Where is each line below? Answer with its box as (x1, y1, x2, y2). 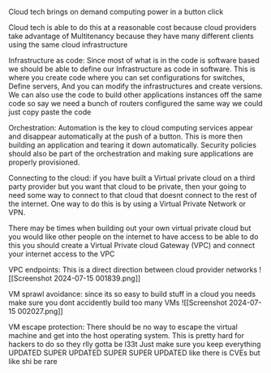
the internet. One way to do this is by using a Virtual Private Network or (8, 199, 246, 208)
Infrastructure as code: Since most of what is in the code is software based (8, 56, 260, 65)
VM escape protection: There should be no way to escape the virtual (8, 322, 238, 332)
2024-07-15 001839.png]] (54, 273, 141, 283)
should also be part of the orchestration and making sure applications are (8, 149, 254, 158)
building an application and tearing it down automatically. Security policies (8, 140, 257, 149)
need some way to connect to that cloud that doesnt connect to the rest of (8, 191, 257, 199)
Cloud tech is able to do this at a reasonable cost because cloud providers (8, 23, 257, 32)
